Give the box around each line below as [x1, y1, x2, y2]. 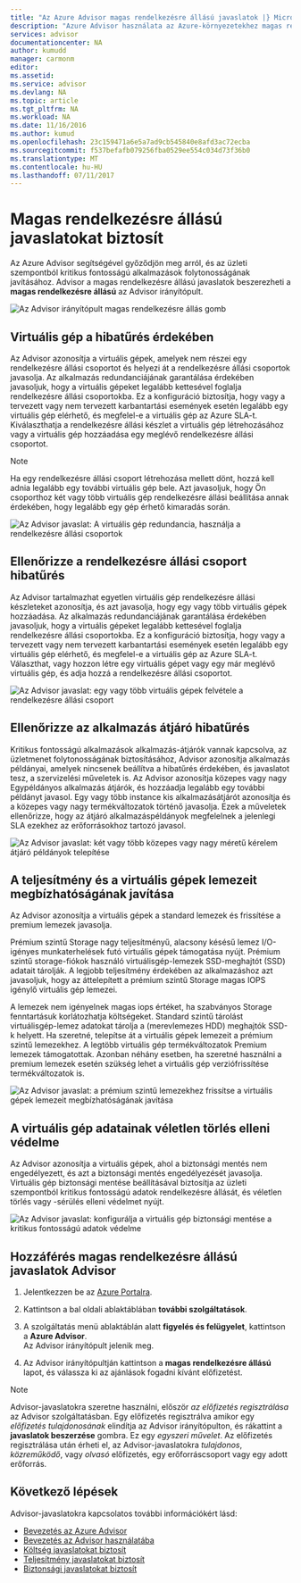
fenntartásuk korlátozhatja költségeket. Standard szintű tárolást [10, 1011, 244, 1022]
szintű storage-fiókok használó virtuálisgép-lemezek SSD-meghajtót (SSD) [10, 956, 286, 967]
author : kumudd [10, 46, 67, 55]
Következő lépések [10, 1484, 119, 1500]
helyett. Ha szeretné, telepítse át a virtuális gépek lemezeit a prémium [16, 1030, 273, 1041]
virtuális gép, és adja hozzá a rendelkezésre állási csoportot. [10, 667, 233, 679]
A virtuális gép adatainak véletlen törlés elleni [10, 1121, 271, 1136]
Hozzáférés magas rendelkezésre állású [10, 1249, 238, 1264]
